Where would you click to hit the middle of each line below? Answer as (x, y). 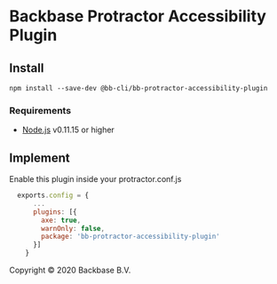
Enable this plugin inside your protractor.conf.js (95, 179)
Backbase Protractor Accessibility (138, 16)
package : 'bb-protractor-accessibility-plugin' (131, 237)
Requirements (40, 110)
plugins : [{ (55, 212)
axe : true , (61, 220)
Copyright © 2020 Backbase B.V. (70, 270)
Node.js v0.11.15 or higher (68, 130)
